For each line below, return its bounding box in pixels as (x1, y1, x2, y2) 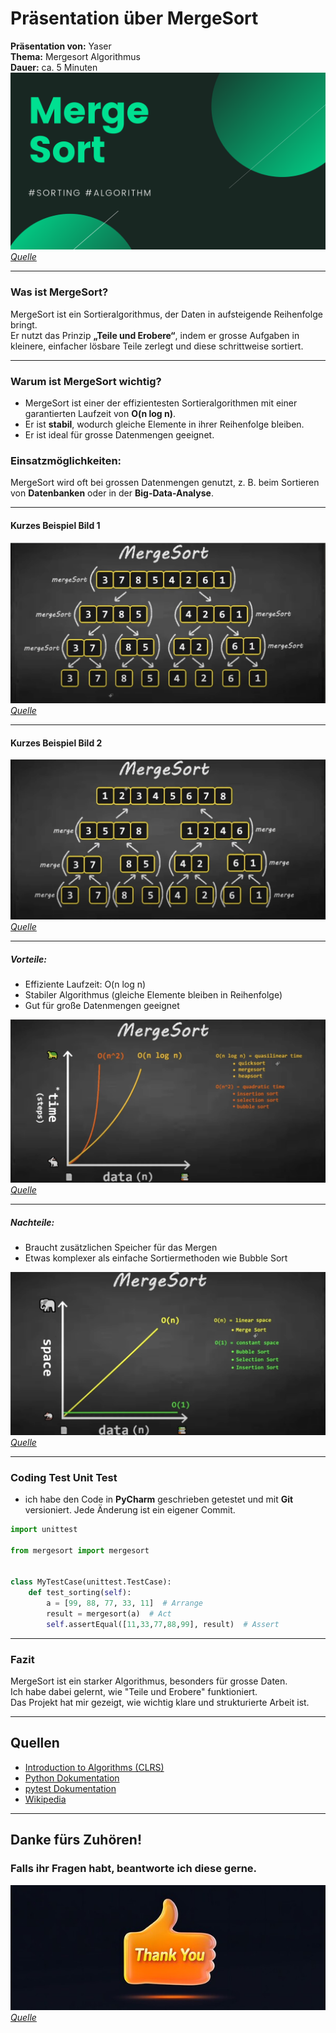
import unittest (10, 1525, 78, 1535)
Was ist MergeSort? (10, 285, 109, 299)
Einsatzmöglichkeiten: (10, 453, 122, 467)
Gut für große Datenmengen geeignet (24, 1000, 180, 1012)
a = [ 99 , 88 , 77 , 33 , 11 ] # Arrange (46, 1598, 203, 1609)
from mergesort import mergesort (10, 1545, 150, 1556)
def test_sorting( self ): (28, 1588, 132, 1598)
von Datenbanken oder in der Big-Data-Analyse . (10, 487, 214, 499)
